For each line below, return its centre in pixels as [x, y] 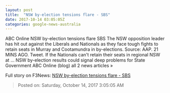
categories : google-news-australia [43, 24]
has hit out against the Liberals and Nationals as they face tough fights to [82, 44]
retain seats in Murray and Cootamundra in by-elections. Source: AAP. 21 [82, 49]
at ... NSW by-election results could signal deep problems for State [75, 60]
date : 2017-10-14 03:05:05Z [35, 19]
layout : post [19, 10]
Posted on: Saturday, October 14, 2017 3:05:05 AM [71, 85]
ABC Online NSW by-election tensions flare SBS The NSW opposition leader [85, 39]
